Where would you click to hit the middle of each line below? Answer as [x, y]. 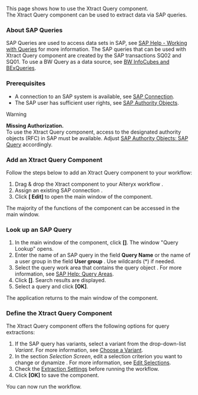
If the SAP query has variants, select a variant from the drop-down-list [100, 344]
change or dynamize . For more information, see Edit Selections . [93, 362]
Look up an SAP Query [39, 229]
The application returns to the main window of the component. [82, 298]
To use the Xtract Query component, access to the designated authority [94, 132]
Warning [16, 114]
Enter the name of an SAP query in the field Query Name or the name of [103, 255]
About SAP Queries [35, 30]
